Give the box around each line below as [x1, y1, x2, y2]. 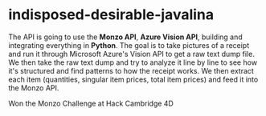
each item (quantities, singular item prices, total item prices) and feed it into [8, 74, 259, 84]
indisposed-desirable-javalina [8, 6, 215, 24]
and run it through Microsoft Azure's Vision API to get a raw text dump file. [8, 49, 255, 58]
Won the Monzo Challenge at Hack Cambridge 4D [8, 98, 174, 108]
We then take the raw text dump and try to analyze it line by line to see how [8, 58, 258, 67]
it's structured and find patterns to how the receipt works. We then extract [8, 66, 255, 75]
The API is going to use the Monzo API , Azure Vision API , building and [8, 32, 243, 42]
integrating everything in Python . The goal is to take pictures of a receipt [8, 40, 250, 50]
